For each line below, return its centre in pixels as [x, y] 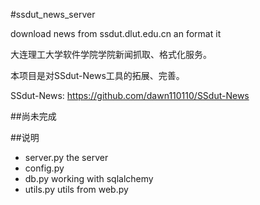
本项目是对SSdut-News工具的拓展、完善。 [97, 75]
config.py [44, 168]
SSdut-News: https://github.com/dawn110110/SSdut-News [130, 95]
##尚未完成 [33, 116]
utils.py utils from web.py [76, 189]
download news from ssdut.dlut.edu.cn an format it [116, 33]
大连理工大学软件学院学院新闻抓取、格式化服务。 [111, 54]
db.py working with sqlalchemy [89, 178]
